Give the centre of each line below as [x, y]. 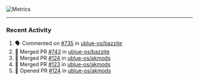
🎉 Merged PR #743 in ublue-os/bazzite [62, 52]
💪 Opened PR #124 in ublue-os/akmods [63, 71]
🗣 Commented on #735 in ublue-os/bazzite [68, 43]
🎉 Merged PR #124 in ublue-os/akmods [62, 58]
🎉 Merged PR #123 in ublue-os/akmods [62, 65]
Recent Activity [29, 30]
